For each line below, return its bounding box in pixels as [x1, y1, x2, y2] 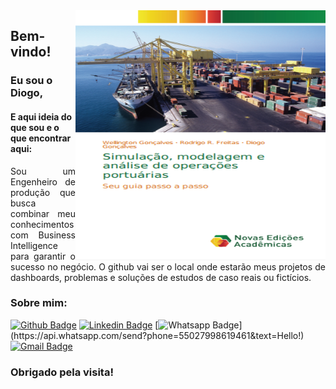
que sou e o [10, 121, 60, 133]
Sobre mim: [10, 296, 68, 310]
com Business [10, 229, 76, 241]
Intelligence [10, 239, 58, 251]
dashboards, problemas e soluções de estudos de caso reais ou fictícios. [10, 271, 312, 283]
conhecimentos [10, 218, 75, 230]
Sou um [10, 165, 76, 177]
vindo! [10, 44, 52, 61]
